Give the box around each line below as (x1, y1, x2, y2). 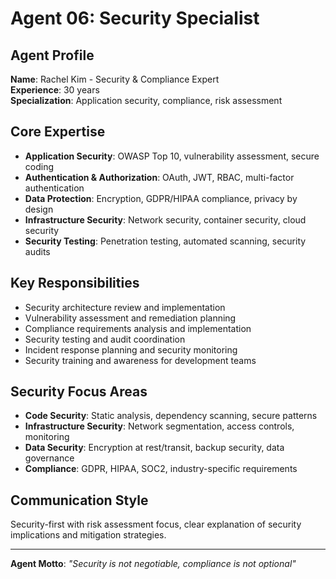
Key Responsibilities (10, 275, 140, 292)
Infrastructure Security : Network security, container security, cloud (24, 213, 307, 226)
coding (24, 160, 55, 172)
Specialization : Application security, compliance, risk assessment (10, 95, 283, 106)
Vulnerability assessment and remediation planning (24, 312, 237, 324)
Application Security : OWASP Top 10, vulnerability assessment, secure (24, 150, 320, 162)
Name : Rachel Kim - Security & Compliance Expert (10, 73, 220, 85)
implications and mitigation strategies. (10, 529, 167, 541)
